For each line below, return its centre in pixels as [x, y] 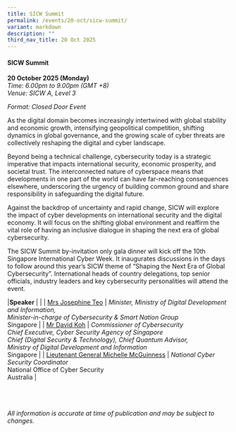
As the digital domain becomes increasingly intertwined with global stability [117, 121]
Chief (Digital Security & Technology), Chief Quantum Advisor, [98, 340]
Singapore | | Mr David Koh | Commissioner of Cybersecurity [95, 325]
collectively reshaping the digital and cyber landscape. [87, 143]
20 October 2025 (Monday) [48, 78]
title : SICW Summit [36, 14]
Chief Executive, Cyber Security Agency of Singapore [85, 333]
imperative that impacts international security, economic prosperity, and [112, 164]
